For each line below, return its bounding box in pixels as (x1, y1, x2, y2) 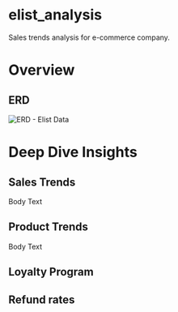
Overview (8, 61, 75, 79)
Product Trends (8, 220, 89, 234)
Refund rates (8, 293, 75, 306)
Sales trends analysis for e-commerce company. (8, 32, 170, 42)
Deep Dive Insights (8, 143, 138, 161)
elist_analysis (8, 6, 103, 24)
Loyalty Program (8, 265, 95, 279)
